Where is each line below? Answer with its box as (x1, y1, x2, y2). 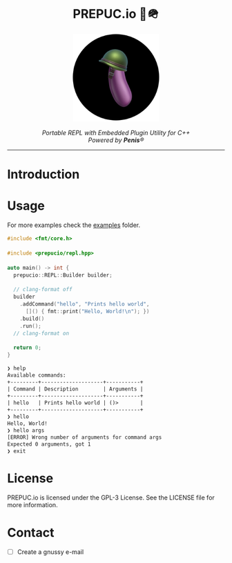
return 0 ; (13, 344, 41, 351)
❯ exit (7, 448, 26, 455)
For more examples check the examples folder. (7, 221, 141, 229)
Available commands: (7, 372, 67, 379)
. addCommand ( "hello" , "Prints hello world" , (19, 301, 150, 308)
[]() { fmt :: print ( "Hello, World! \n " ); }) (25, 308, 150, 315)
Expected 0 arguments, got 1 (7, 441, 91, 448)
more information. (7, 500, 58, 508)
